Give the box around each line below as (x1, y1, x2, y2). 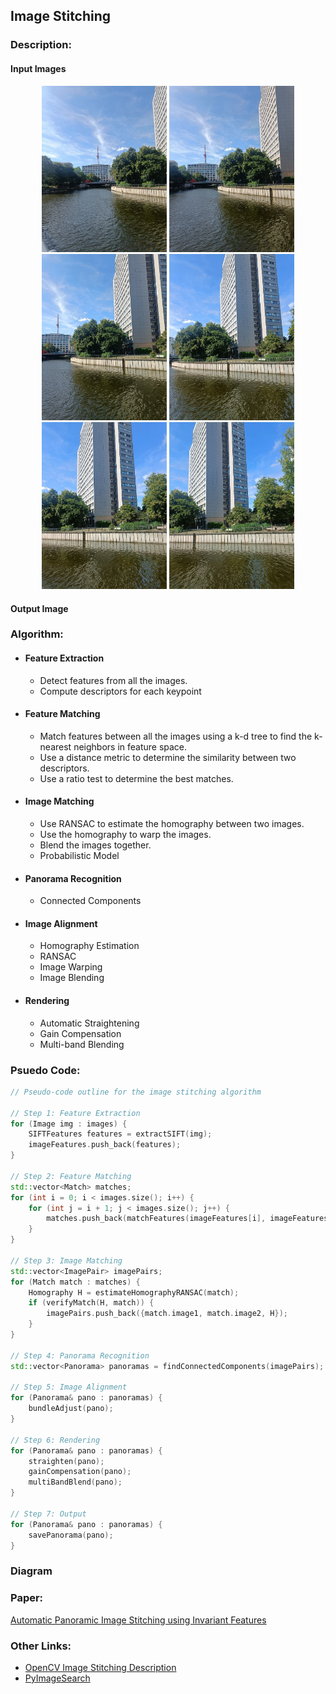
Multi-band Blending (39, 1038, 125, 1050)
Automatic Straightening (39, 1017, 140, 1029)
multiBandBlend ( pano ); (28, 1477, 123, 1488)
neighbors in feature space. (73, 740, 188, 753)
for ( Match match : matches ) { (10, 1277, 141, 1287)
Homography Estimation (39, 940, 140, 952)
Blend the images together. (39, 839, 152, 851)
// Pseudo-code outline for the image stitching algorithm (10, 1087, 262, 1097)
